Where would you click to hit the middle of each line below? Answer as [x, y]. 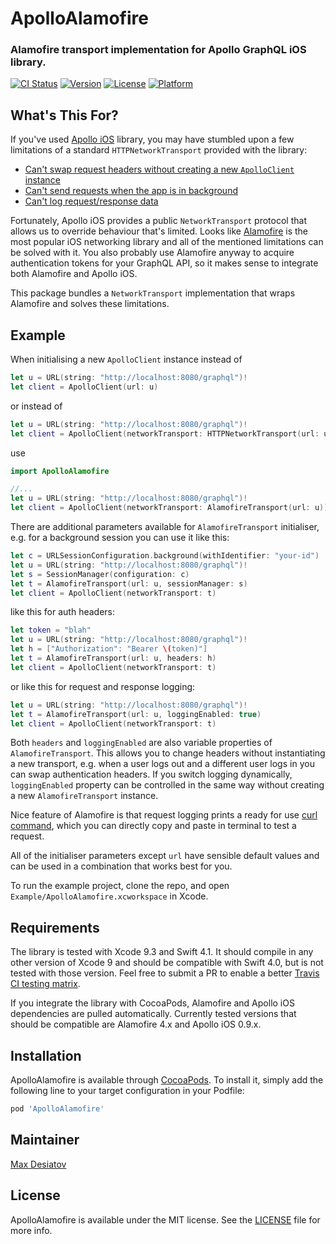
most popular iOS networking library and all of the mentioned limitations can [167, 242]
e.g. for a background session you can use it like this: [120, 538]
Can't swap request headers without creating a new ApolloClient [159, 169]
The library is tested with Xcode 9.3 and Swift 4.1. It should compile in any [162, 952]
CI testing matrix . [45, 984]
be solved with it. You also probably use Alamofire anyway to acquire [152, 253]
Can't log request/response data [91, 201]
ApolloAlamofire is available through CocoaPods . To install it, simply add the [167, 1080]
